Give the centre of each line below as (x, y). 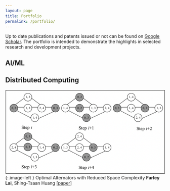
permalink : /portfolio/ (30, 21)
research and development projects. (43, 47)
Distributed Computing (42, 80)
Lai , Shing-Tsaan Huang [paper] (39, 183)
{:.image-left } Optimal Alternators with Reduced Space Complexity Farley (82, 177)
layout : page (19, 11)
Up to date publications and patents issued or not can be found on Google (82, 36)
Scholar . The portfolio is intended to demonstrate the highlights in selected (83, 42)
